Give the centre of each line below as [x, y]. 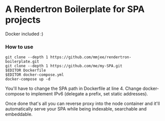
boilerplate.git [22, 62]
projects [23, 20]
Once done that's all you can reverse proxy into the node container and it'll [82, 103]
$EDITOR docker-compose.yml [35, 75]
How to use [19, 47]
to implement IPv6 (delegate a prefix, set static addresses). [87, 94]
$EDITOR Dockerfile [26, 71]
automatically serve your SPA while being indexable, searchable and [76, 109]
